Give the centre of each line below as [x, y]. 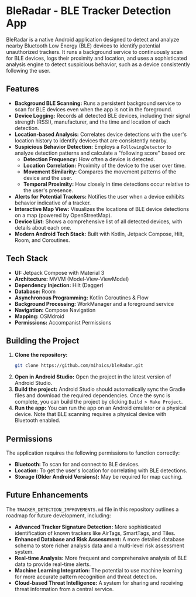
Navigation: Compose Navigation [55, 310]
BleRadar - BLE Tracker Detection [89, 11]
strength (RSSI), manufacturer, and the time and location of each [92, 122]
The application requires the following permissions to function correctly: [93, 453]
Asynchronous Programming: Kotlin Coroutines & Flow [82, 298]
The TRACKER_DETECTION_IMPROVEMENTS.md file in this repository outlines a [92, 509]
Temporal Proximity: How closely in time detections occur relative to [106, 184]
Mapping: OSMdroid [39, 316]
